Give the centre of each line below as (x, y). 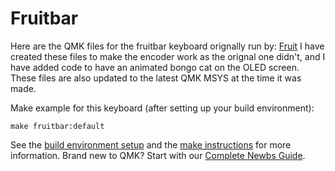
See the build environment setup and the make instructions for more (151, 144)
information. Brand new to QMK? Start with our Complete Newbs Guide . (158, 155)
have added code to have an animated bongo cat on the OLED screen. (155, 67)
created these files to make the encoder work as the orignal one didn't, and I (168, 56)
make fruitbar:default (57, 126)
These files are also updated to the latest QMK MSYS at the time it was (156, 78)
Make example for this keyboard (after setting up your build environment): (162, 108)
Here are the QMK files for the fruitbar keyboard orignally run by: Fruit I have (167, 46)
